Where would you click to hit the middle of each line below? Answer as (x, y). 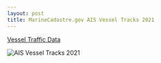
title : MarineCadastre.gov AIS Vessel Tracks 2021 (81, 20)
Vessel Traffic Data (34, 39)
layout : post (26, 13)
